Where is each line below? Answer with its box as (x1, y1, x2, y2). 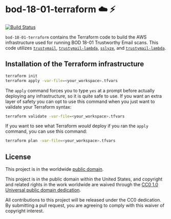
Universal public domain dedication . (5, 187, 81, 193)
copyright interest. (5, 208, 45, 214)
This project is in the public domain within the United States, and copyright (5, 176, 163, 182)
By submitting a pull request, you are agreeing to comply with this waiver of (5, 203, 165, 209)
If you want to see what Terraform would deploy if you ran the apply (5, 123, 148, 129)
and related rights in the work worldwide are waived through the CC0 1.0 (5, 182, 159, 188)
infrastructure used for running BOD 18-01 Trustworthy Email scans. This (5, 39, 159, 46)
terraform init (5, 73, 38, 78)
